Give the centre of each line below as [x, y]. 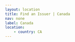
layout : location [22, 9]
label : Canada [19, 23]
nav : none [15, 18]
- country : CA [28, 32]
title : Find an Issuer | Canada [37, 14]
